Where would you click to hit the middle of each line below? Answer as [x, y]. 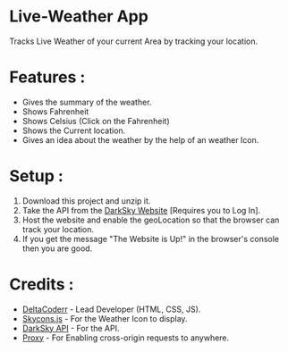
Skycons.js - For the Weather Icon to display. [105, 318]
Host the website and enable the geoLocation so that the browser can [151, 220]
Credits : [42, 284]
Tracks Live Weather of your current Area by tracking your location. [134, 41]
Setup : [37, 176]
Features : [47, 77]
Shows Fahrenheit [55, 111]
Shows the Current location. [74, 130]
